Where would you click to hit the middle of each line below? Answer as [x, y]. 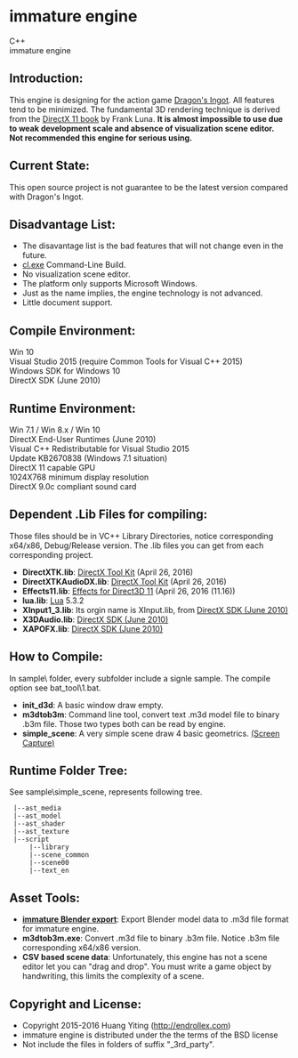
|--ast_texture [41, 832]
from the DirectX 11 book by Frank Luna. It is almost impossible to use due [146, 118]
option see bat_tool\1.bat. [55, 688]
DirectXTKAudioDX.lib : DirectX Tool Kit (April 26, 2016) [124, 581]
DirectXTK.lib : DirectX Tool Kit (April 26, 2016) [108, 572]
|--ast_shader [39, 824]
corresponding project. [51, 554]
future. [34, 255]
